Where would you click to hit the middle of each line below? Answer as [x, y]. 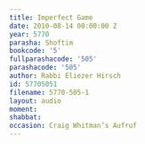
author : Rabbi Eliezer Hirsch [65, 76]
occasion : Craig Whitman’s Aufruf [73, 126]
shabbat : [25, 117]
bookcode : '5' [36, 51]
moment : [24, 109]
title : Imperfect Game [51, 17]
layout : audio [36, 101]
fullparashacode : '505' [53, 59]
